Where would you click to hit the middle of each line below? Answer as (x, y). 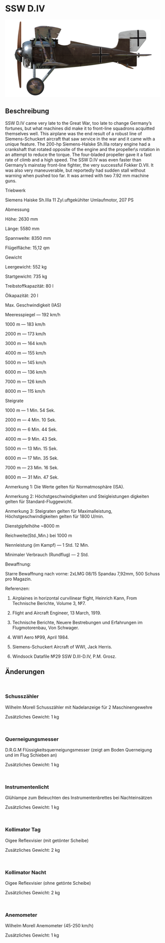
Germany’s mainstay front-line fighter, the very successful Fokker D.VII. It (79, 165)
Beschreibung (27, 111)
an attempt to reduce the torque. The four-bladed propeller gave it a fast (78, 154)
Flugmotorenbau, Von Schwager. (46, 628)
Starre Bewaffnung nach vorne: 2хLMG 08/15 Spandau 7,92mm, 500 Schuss (82, 573)
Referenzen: (17, 588)
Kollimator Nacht (26, 872)
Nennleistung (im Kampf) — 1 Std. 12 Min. (47, 545)
